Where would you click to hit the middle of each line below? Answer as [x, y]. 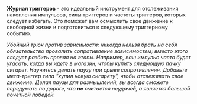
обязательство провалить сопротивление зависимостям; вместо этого [97, 51]
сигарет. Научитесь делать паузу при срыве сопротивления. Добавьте [97, 70]
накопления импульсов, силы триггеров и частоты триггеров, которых [96, 15]
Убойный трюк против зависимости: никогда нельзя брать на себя [92, 45]
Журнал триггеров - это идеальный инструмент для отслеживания [93, 9]
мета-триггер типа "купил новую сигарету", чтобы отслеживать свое [95, 76]
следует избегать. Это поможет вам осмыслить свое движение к [90, 21]
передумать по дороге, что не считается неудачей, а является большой [98, 88]
